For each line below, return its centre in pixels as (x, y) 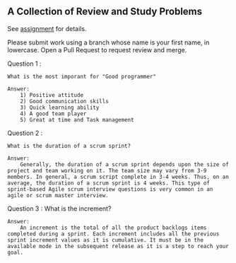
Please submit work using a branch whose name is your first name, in (108, 42)
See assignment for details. (47, 28)
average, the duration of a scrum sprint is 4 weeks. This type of (109, 183)
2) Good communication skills (65, 101)
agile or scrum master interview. (58, 195)
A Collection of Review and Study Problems (105, 12)
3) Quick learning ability (60, 107)
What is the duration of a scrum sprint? (69, 146)
